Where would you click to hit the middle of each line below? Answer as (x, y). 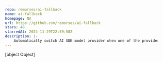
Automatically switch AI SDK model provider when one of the (77, 41)
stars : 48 (15, 27)
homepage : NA (18, 18)
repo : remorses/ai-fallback (33, 9)
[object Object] (20, 54)
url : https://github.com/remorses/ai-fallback (53, 23)
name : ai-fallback (24, 14)
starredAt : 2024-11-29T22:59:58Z (39, 32)
